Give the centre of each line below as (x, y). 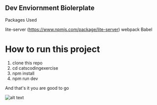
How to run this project (53, 49)
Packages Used (21, 20)
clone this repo (27, 63)
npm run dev (25, 79)
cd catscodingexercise (35, 68)
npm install (23, 73)
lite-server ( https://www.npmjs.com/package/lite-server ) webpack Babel (79, 29)
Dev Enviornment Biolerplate (50, 8)
